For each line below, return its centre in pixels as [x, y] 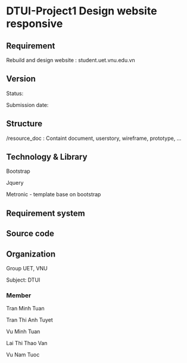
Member [19, 295]
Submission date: [27, 105]
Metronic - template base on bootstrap [54, 194]
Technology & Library [47, 157]
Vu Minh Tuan [23, 332]
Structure [24, 124]
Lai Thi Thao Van [27, 343]
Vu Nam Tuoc [23, 355]
